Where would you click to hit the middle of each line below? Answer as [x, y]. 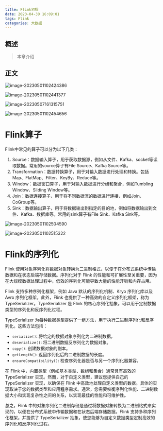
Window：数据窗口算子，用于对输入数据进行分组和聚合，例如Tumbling [83, 184]
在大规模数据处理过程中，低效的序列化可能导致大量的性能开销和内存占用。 [79, 281]
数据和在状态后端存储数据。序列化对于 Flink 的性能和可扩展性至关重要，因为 [81, 275]
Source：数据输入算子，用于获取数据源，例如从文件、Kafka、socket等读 [85, 159]
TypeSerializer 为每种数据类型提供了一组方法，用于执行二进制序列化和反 [77, 320]
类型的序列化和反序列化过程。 [35, 310]
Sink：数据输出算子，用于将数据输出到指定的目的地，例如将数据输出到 [82, 208]
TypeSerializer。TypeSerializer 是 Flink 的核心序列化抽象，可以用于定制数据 [81, 303]
